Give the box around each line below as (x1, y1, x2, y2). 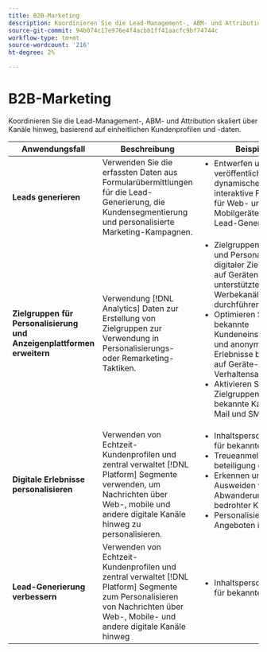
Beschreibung (120, 143, 175, 154)
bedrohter (214, 499, 252, 510)
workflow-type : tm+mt (8, 33, 80, 42)
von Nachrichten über (102, 601, 184, 612)
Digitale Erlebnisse (12, 474, 85, 485)
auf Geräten (214, 269, 259, 280)
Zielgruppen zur (102, 323, 162, 334)
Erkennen (214, 470, 250, 481)
